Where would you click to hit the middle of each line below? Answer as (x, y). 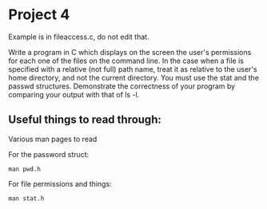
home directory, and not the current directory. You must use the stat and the (134, 77)
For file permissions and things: (60, 183)
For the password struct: (49, 154)
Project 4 (39, 15)
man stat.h (26, 198)
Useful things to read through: (85, 120)
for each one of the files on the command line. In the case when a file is (126, 61)
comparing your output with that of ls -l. (74, 94)
